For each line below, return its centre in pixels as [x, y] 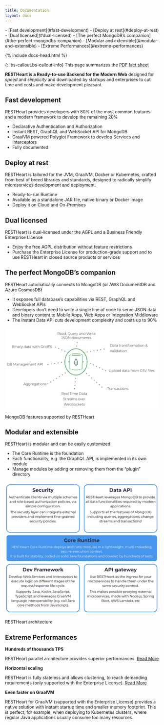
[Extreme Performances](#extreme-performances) [92, 46]
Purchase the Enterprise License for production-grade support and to [82, 252]
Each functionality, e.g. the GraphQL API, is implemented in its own [79, 459]
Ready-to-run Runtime [35, 195]
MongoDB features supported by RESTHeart [50, 417]
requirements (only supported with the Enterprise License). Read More [76, 683]
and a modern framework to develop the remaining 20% [61, 117]
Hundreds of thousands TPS [34, 649]
